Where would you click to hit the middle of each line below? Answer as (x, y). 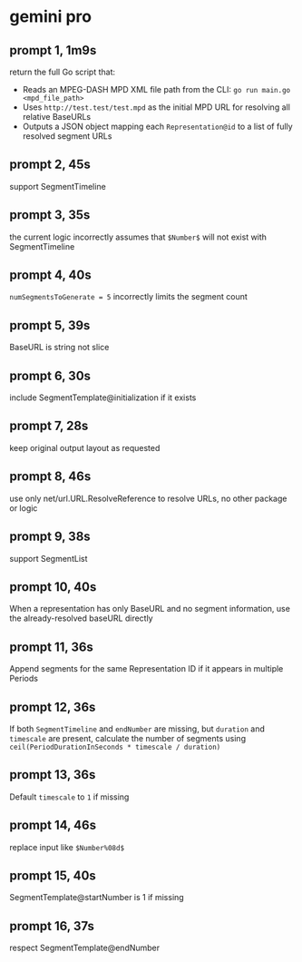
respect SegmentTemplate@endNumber (85, 948)
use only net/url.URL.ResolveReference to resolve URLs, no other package (148, 498)
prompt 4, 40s (51, 275)
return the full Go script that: (63, 72)
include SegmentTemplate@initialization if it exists (103, 398)
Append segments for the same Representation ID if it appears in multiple (146, 669)
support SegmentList (49, 558)
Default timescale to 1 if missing (69, 797)
